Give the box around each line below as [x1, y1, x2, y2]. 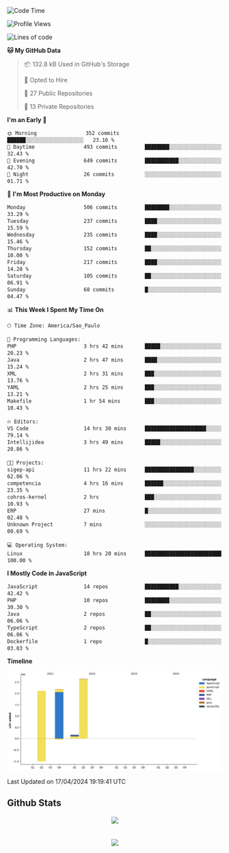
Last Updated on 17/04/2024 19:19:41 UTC [7, 777, 126, 785]
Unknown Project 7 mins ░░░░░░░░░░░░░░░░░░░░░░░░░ [7, 521, 222, 528]
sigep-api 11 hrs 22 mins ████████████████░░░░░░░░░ [7, 466, 222, 473]
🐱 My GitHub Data [7, 47, 62, 54]
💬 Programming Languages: [7, 336, 81, 343]
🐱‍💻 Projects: [7, 459, 44, 466]
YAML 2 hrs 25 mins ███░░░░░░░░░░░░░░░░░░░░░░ [7, 384, 222, 391]
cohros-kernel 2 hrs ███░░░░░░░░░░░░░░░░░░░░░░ [7, 494, 222, 501]
